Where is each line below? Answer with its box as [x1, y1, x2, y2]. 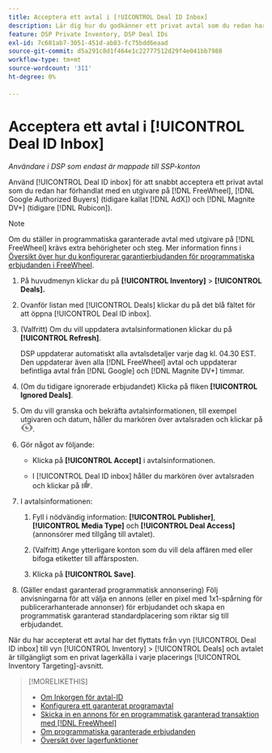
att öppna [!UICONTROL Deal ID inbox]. [19, 308, 152, 318]
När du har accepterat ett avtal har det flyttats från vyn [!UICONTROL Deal [8, 635, 257, 645]
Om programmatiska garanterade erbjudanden [40, 726, 196, 736]
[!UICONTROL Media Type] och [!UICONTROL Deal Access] [32, 521, 236, 530]
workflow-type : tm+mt [8, 56, 82, 64]
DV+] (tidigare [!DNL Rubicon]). [8, 202, 113, 212]
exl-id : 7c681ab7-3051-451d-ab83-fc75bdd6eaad [8, 39, 168, 47]
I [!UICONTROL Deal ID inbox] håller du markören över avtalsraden [32, 470, 255, 481]
